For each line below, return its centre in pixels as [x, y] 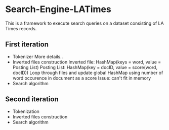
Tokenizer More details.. [38, 56]
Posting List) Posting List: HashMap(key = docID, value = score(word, [85, 67]
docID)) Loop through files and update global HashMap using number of [88, 73]
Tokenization [26, 111]
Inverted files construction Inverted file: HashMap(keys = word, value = [87, 62]
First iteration [27, 45]
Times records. [21, 28]
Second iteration [32, 99]
